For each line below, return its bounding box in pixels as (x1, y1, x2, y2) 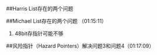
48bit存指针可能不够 (14, 30, 64, 37)
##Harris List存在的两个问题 (6, 5, 73, 12)
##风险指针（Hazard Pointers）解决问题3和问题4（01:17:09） (6, 43, 155, 49)
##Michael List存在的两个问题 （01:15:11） (6, 18, 107, 25)
